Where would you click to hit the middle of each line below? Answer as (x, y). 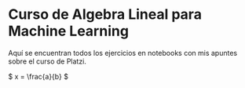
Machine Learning (69, 31)
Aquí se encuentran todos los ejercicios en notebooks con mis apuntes (123, 53)
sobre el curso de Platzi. (47, 61)
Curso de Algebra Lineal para (105, 15)
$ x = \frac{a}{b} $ (38, 76)
